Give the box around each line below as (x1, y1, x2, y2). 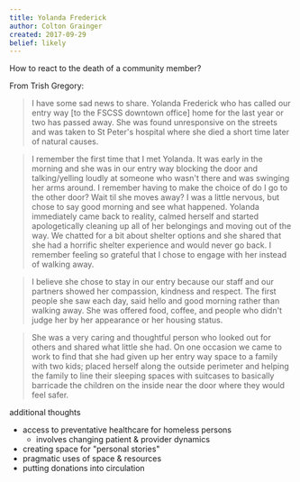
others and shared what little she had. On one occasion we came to (31, 341, 282, 352)
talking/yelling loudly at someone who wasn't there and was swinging (31, 173, 290, 184)
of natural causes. (31, 136, 99, 147)
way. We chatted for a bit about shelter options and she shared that (31, 231, 282, 241)
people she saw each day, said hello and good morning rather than (31, 296, 280, 306)
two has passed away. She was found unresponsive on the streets (31, 117, 277, 128)
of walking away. (31, 259, 95, 270)
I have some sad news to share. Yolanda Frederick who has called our (31, 98, 291, 109)
